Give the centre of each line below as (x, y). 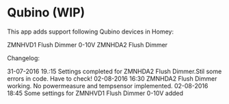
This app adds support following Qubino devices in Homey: (91, 31)
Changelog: (23, 58)
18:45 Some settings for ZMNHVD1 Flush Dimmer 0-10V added (95, 93)
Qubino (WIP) (46, 13)
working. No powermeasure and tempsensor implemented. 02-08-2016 (108, 86)
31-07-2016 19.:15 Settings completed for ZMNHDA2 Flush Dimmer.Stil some (114, 71)
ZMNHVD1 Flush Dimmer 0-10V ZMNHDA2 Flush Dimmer (87, 44)
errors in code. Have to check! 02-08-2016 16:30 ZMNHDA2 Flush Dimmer (112, 78)
